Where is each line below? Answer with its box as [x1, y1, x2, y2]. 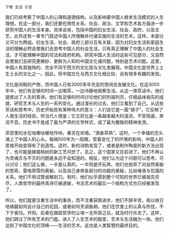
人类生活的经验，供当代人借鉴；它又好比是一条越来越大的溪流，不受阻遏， [5, 113, 159, 119]
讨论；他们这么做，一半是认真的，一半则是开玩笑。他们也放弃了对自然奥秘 [9, 162, 164, 167]
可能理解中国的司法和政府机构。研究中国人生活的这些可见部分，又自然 [18, 52, 164, 58]
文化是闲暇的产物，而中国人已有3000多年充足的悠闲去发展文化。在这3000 [5, 82, 160, 87]
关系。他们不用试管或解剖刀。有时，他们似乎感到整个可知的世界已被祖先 [5, 174, 155, 180]
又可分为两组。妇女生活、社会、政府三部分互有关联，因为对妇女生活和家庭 [5, 39, 159, 45]
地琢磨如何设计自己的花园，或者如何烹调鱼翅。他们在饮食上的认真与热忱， [5, 203, 159, 209]
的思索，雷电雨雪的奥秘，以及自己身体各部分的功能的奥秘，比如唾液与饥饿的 [5, 168, 164, 174]
